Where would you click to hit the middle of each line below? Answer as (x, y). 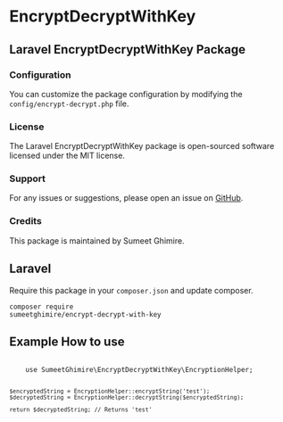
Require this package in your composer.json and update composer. (131, 290)
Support (28, 178)
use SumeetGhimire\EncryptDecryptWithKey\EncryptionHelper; (139, 370)
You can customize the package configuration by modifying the (126, 94)
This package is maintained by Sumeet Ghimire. (97, 240)
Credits (25, 221)
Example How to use (67, 341)
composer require (42, 306)
